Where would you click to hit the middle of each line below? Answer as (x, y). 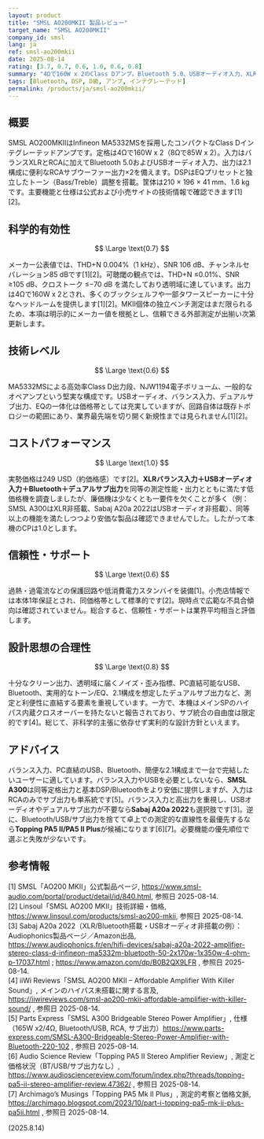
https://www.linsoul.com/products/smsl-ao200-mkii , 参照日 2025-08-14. (126, 916)
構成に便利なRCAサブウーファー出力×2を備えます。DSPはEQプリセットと (127, 172)
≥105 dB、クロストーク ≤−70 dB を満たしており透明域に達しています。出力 (130, 284)
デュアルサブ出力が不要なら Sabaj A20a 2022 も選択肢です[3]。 (145, 809)
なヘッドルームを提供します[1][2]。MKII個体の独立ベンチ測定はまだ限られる (130, 304)
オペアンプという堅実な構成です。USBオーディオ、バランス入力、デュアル (128, 396)
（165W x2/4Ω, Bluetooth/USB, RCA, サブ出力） (86, 1028)
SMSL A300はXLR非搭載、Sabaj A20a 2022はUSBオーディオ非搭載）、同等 (129, 508)
